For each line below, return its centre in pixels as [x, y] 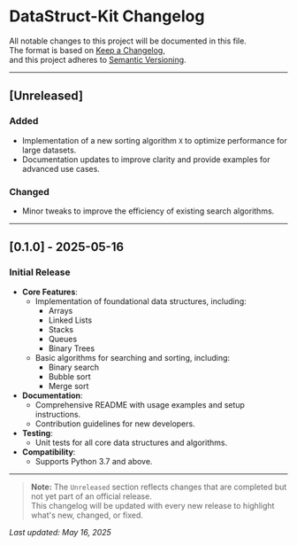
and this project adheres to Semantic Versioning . [98, 59]
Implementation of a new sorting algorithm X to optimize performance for [154, 140]
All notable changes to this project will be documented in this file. [128, 41]
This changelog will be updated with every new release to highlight [152, 505]
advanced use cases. [61, 168]
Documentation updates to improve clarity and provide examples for [146, 159]
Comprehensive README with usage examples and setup [140, 404]
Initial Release [40, 272]
